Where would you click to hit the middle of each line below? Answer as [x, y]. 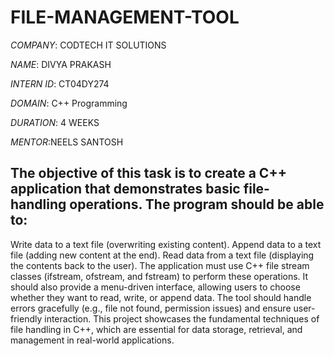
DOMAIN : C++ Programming [69, 103]
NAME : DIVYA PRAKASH [61, 64]
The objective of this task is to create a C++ [148, 173]
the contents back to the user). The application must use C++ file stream [160, 265]
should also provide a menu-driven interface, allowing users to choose [155, 287]
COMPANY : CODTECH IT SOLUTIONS [88, 45]
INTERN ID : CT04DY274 [60, 83]
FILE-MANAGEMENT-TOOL [125, 17]
